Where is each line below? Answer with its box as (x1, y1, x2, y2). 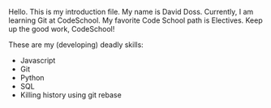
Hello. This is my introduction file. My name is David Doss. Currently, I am (8, 7, 254, 16)
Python (19, 73, 45, 82)
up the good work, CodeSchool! (8, 24, 115, 33)
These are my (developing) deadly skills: (8, 40, 144, 50)
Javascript (19, 56, 56, 65)
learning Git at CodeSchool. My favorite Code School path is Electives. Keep (8, 15, 264, 25)
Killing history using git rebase (19, 90, 122, 100)
